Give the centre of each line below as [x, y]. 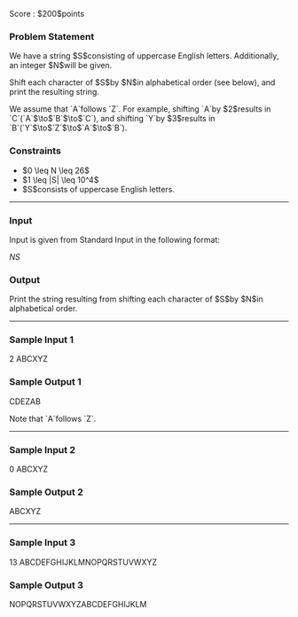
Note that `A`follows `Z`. [53, 418]
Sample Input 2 [42, 449]
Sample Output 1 [45, 382]
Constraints [35, 151]
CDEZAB [25, 401]
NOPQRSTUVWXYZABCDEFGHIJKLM [78, 604]
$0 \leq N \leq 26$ [56, 170]
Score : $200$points [47, 14]
